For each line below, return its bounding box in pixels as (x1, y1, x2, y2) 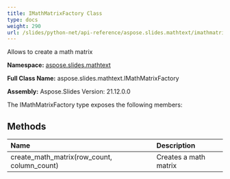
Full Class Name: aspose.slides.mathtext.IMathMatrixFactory (7, 74, 179, 83)
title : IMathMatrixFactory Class (7, 10, 103, 17)
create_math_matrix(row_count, (10, 152, 113, 162)
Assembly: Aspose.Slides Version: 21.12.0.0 (7, 87, 131, 96)
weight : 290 (7, 23, 41, 29)
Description (156, 141, 196, 150)
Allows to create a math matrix (7, 48, 93, 56)
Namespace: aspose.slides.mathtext (7, 61, 111, 69)
